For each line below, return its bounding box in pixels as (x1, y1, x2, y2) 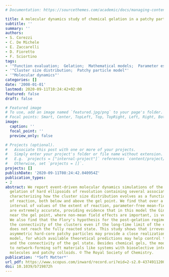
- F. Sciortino (5, 54, 37, 59)
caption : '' (10, 124, 35, 129)
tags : (5, 58, 17, 63)
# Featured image (5, 105, 42, 110)
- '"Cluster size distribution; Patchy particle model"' (5, 68, 129, 73)
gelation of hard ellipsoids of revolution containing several (10, 189, 145, 194)
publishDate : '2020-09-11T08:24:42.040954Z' (5, 170, 100, 175)
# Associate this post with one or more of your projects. (5, 147, 136, 152)
